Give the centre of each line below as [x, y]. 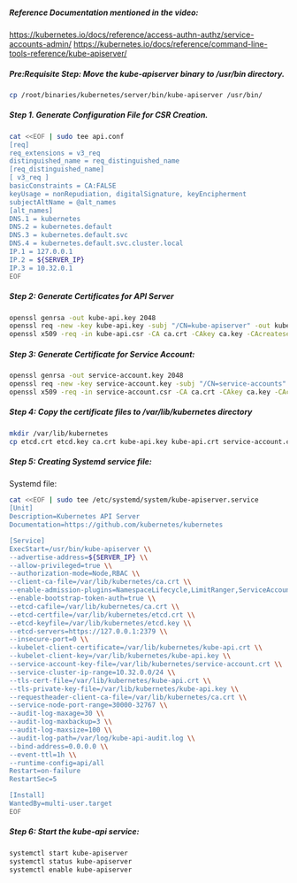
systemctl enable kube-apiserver [71, 870]
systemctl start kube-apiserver [69, 853]
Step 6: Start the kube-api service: [74, 832]
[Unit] [21, 509]
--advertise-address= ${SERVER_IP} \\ [79, 557]
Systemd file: [33, 484]
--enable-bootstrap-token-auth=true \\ [83, 599]
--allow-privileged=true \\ [61, 565]
